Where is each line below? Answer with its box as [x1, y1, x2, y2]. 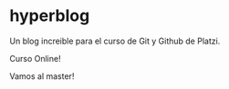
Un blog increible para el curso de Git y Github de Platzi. [9, 35, 221, 46]
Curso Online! [9, 53, 61, 64]
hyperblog [9, 5, 90, 26]
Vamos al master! [9, 70, 75, 82]
